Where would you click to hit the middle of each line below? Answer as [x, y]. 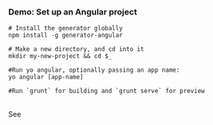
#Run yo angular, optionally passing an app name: [94, 70]
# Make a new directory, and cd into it [77, 49]
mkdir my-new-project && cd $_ [60, 57]
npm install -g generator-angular [66, 35]
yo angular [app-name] [46, 77]
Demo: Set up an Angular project [73, 12]
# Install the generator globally [66, 29]
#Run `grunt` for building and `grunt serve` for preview [106, 91]
